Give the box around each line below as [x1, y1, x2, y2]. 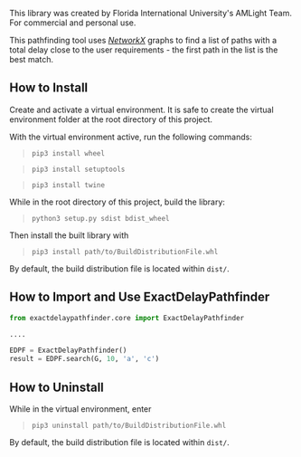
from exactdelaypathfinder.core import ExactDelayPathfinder [9, 313, 245, 322]
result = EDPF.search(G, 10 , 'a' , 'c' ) [9, 355, 160, 364]
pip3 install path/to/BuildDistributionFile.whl [31, 247, 219, 256]
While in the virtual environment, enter [9, 403, 152, 414]
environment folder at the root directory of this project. [9, 113, 213, 125]
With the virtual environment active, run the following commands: [9, 131, 253, 142]
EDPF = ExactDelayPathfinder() [9, 346, 127, 356]
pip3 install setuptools [31, 165, 126, 174]
